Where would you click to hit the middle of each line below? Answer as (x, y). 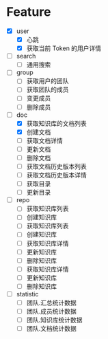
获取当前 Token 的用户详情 (64, 48)
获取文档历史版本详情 (56, 175)
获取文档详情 (44, 140)
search (26, 56)
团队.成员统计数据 (51, 311)
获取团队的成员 (48, 89)
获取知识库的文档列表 (56, 123)
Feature (29, 12)
